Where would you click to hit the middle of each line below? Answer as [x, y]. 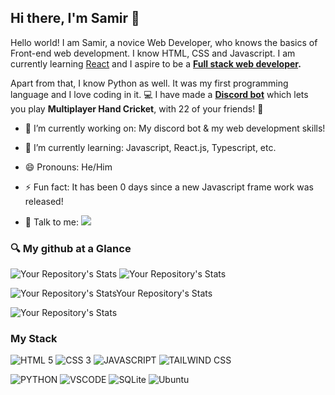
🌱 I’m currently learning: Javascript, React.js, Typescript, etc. [150, 147]
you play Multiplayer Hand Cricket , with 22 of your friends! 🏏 [137, 108]
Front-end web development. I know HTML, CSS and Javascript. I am [153, 53]
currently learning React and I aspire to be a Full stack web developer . [156, 63]
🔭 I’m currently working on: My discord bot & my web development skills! [175, 128]
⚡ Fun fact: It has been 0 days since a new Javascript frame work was [169, 187]
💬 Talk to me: [52, 222]
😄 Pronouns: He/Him [68, 167]
